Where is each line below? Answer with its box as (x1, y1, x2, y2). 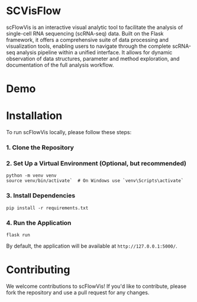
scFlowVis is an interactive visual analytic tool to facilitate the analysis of (6, 24, 183, 31)
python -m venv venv (6, 173, 57, 178)
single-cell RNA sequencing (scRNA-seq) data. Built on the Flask (6, 30, 164, 37)
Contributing (6, 263, 70, 277)
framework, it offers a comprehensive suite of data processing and (6, 36, 169, 43)
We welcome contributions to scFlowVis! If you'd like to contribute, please (6, 282, 187, 290)
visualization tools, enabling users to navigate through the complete (6, 43, 172, 50)
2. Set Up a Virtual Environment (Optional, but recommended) (6, 159, 187, 167)
